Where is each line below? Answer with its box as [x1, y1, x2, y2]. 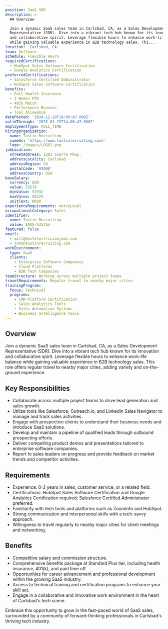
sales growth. [12, 403, 41, 409]
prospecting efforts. [12, 435, 54, 441]
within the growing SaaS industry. [12, 576, 82, 582]
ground [5, 370, 20, 376]
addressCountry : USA [9, 170, 52, 176]
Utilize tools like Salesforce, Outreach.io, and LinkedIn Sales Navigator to [12, 408, 162, 414]
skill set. [12, 587, 30, 593]
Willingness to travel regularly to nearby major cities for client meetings [12, 521, 159, 528]
